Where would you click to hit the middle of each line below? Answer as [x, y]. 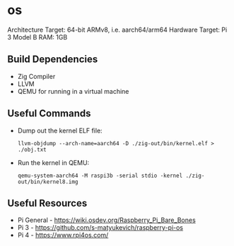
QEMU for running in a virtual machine [73, 91]
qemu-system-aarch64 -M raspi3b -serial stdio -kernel [100, 176]
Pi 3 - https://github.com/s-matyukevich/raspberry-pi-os [100, 228]
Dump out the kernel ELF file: [60, 130]
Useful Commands [49, 114]
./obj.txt [32, 149]
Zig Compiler [36, 76]
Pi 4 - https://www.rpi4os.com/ [63, 235]
